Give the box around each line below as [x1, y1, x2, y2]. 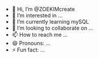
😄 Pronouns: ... [11, 40, 51, 47]
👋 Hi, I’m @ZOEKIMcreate [11, 6, 75, 12]
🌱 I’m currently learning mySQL [11, 18, 89, 25]
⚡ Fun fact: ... [11, 46, 45, 53]
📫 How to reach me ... [11, 31, 68, 38]
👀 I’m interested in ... [11, 12, 63, 19]
